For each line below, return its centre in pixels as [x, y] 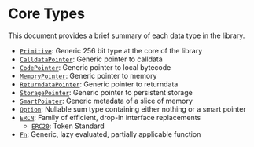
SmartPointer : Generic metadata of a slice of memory [106, 101]
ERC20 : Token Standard [68, 126]
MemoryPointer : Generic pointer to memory [88, 75]
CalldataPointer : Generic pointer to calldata [91, 59]
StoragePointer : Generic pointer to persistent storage [106, 92]
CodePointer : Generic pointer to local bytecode [95, 67]
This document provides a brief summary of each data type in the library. [127, 35]
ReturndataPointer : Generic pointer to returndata [99, 84]
